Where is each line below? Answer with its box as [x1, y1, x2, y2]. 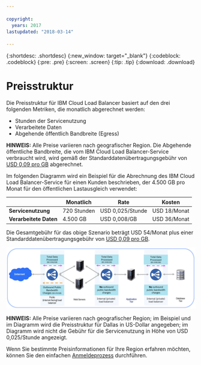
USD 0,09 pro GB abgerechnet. [6, 161, 83, 168]
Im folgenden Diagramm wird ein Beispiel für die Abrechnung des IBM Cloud [6, 173, 195, 180]
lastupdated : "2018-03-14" [6, 29, 74, 35]
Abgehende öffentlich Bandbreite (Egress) [14, 130, 119, 137]
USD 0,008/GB [100, 216, 137, 223]
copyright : [6, 16, 34, 22]
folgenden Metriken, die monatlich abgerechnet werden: [6, 105, 145, 113]
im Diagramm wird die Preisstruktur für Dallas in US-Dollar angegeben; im [6, 321, 188, 328]
